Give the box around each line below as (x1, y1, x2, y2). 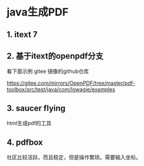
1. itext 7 (6, 29, 38, 39)
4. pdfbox (6, 137, 43, 147)
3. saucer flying (6, 103, 66, 113)
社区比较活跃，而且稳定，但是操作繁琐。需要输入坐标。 (6, 154, 141, 161)
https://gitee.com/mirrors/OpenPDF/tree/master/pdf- (6, 79, 135, 87)
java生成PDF (6, 5, 68, 19)
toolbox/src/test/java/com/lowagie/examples (6, 86, 116, 93)
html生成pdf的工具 (6, 120, 52, 127)
